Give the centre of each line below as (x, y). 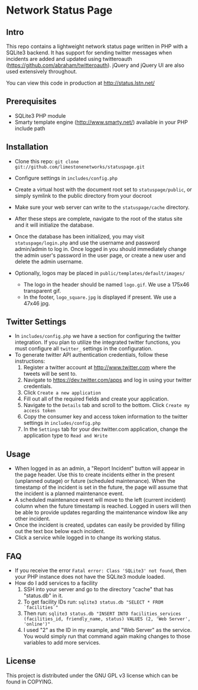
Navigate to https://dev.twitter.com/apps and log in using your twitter (108, 380)
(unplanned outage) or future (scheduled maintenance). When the (95, 481)
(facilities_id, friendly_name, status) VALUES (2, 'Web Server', (107, 619)
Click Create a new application (62, 393)
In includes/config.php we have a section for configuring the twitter (98, 336)
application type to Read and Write (66, 436)
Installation (27, 147)
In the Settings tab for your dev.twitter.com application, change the (106, 429)
